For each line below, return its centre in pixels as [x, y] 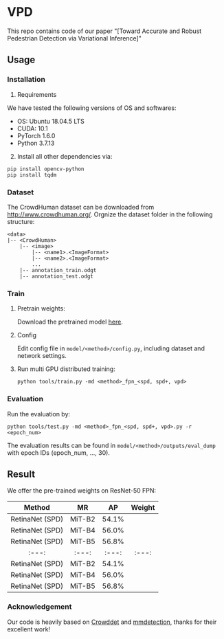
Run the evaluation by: [39, 414]
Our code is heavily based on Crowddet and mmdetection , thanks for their [112, 622]
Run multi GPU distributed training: [66, 369]
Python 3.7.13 [36, 143]
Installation [26, 80]
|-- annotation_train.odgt [58, 270]
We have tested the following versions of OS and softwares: [92, 108]
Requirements [37, 94]
